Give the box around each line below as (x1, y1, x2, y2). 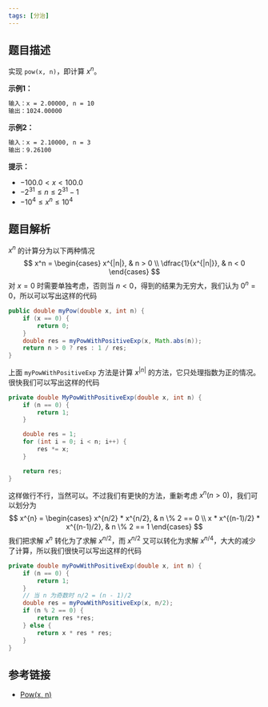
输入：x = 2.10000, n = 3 (8, 138, 91, 147)
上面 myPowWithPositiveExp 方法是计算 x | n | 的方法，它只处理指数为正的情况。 (8, 366, 261, 377)
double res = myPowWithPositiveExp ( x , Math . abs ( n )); (22, 337, 202, 345)
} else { (22, 621, 52, 629)
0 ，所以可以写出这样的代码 (8, 291, 98, 301)
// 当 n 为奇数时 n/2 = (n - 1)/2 (22, 592, 132, 600)
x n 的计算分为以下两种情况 (8, 244, 95, 255)
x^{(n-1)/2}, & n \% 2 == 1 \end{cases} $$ (66, 522, 203, 531)
